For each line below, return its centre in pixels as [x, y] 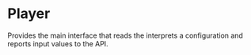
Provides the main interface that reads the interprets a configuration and [125, 35]
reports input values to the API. [58, 43]
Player [29, 14]
